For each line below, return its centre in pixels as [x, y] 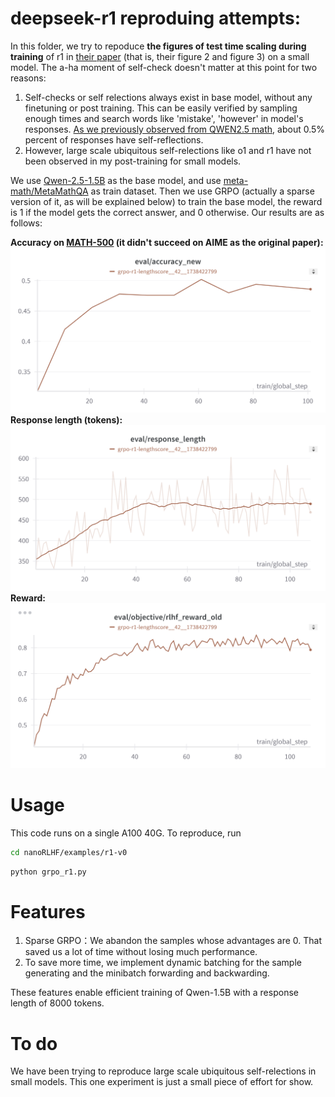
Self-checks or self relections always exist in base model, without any [168, 97]
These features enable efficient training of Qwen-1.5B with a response [154, 993]
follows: [26, 223]
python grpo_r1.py [48, 872]
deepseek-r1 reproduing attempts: [156, 18]
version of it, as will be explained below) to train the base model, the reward [166, 201]
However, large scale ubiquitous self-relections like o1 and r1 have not [168, 150]
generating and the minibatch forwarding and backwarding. [147, 973]
